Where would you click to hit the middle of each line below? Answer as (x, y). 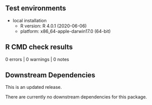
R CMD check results (39, 47)
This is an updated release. (34, 87)
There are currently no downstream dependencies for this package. (76, 97)
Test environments (36, 8)
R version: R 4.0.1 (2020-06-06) (53, 26)
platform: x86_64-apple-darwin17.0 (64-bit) (65, 31)
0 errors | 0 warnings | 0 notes (37, 59)
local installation (29, 20)
